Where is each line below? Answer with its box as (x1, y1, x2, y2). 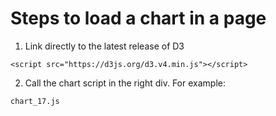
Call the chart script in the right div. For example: (24, 77, 226, 89)
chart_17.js (10, 96, 60, 106)
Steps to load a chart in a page (10, 7, 267, 30)
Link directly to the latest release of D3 (24, 40, 185, 52)
